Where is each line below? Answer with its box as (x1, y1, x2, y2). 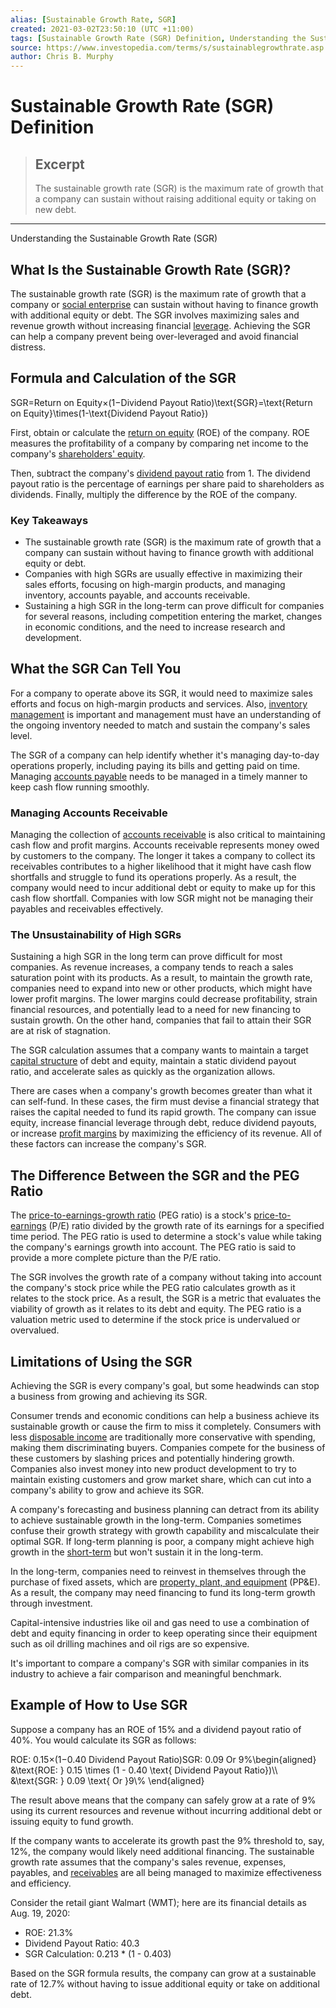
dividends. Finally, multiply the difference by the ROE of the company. (10, 488, 298, 500)
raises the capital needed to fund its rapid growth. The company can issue (10, 1106, 317, 1118)
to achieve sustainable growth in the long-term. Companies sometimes (10, 1514, 302, 1526)
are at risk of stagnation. (10, 1025, 111, 1037)
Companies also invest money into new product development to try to (10, 1463, 297, 1475)
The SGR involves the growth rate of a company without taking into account (10, 1271, 322, 1283)
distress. (10, 341, 46, 353)
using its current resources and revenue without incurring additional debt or (10, 1804, 323, 1816)
